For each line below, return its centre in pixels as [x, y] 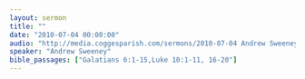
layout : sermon [38, 18]
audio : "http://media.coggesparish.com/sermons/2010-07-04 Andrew [138, 43]
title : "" [28, 26]
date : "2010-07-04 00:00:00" [64, 35]
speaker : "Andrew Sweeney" [60, 52]
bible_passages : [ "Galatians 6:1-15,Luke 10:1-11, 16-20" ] [123, 60]
